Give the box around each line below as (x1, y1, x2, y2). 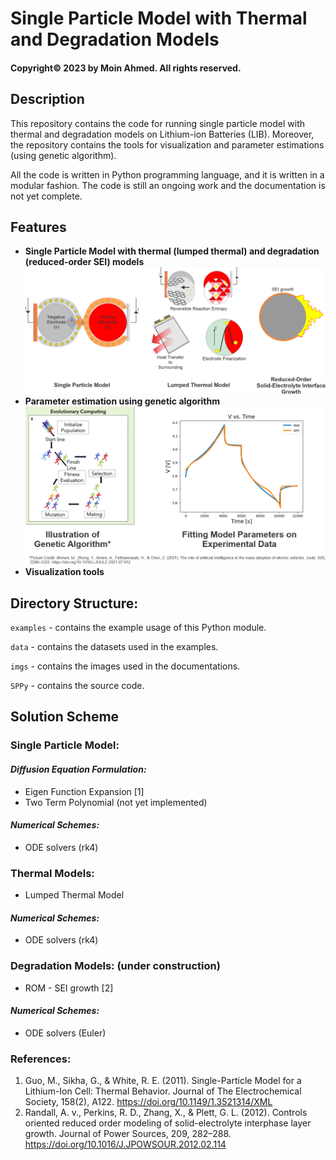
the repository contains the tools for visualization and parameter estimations (10, 138, 325, 151)
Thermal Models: (10, 866, 95, 880)
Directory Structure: (10, 595, 139, 612)
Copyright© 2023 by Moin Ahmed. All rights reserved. (10, 62, 242, 74)
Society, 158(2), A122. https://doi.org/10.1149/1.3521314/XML (24, 1096, 273, 1108)
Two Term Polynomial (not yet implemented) (24, 796, 208, 808)
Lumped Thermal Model (24, 889, 125, 901)
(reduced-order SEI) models (24, 256, 145, 268)
